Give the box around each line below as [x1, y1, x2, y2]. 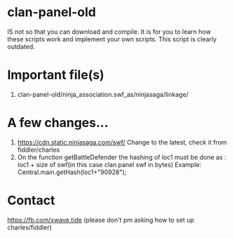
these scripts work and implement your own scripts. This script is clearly [7, 34, 217, 43]
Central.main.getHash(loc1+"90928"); [17, 168, 127, 176]
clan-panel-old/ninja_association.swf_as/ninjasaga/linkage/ [17, 90, 189, 98]
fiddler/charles [17, 145, 60, 154]
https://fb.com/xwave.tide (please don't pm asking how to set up [7, 216, 195, 224]
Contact [7, 192, 55, 208]
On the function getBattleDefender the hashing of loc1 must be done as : [17, 152, 226, 161]
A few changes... [7, 115, 109, 131]
